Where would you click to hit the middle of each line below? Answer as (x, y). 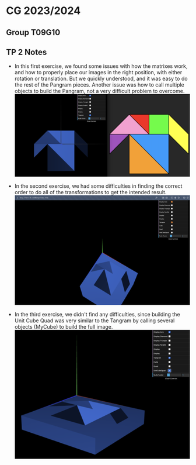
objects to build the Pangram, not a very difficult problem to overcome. (99, 91)
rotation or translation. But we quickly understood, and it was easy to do (101, 79)
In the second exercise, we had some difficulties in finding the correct (98, 186)
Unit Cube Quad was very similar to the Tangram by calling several (94, 321)
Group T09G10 (33, 32)
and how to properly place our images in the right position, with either (98, 73)
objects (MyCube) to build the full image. (64, 327)
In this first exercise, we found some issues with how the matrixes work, (101, 66)
